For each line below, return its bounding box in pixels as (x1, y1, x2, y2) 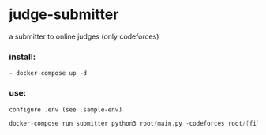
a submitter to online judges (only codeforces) (9, 32, 159, 41)
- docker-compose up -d (9, 69, 88, 77)
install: (9, 51, 36, 62)
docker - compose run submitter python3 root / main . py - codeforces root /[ (9, 119, 249, 127)
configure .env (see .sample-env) (9, 105, 123, 114)
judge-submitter (9, 6, 119, 24)
